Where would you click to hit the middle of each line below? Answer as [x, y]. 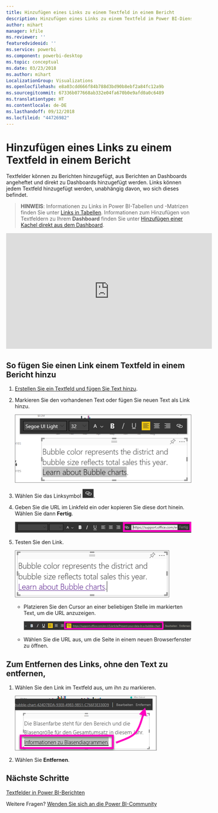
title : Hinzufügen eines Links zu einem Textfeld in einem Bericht [90, 12]
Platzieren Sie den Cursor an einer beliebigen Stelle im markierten [103, 607]
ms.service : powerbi [31, 50]
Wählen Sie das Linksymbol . [55, 496]
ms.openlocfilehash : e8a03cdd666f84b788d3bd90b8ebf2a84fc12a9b [85, 87]
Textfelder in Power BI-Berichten [46, 792]
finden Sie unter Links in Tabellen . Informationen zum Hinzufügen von [105, 213]
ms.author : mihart [28, 74]
